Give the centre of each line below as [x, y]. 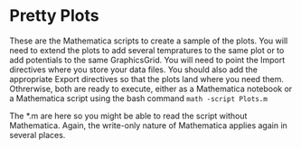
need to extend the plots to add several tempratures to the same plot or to [147, 50]
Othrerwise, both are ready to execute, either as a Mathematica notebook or [151, 88]
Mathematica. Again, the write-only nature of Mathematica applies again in [148, 125]
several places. [38, 135]
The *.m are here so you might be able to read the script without [128, 116]
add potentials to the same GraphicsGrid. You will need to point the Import [147, 60]
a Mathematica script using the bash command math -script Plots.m [139, 98]
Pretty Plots [54, 16]
